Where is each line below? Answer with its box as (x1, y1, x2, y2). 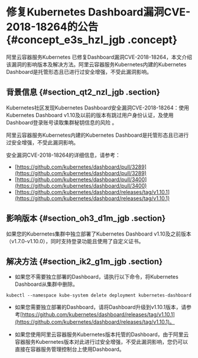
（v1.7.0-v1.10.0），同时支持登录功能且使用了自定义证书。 (6, 237, 144, 244)
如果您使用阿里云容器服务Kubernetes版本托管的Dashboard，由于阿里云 (14, 331, 189, 338)
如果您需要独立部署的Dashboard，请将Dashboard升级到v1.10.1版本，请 (14, 304, 187, 311)
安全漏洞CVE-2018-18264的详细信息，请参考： (6, 151, 121, 159)
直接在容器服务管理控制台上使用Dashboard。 (14, 346, 125, 353)
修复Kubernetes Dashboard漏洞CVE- (6, 5, 191, 19)
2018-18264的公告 (6, 20, 99, 34)
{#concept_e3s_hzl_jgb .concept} (6, 33, 178, 47)
